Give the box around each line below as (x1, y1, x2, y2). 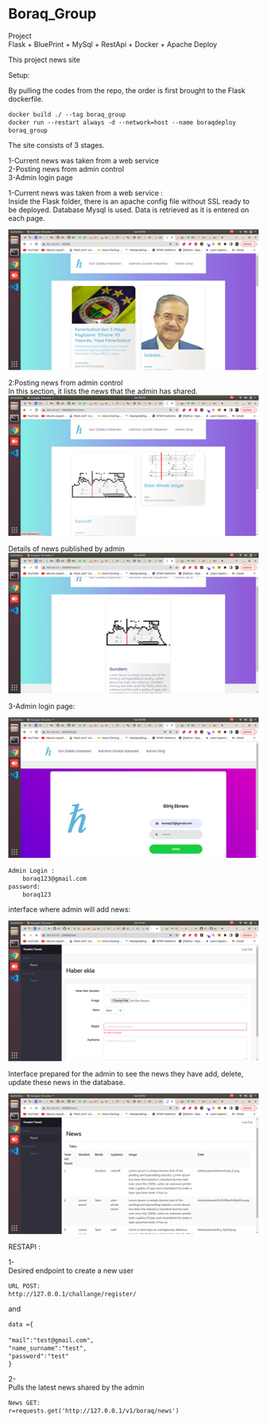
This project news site (8, 55, 81, 64)
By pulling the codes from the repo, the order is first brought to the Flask (8, 85, 246, 95)
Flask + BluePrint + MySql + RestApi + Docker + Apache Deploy (8, 39, 218, 48)
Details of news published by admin (8, 544, 126, 553)
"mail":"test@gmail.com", (8, 1336, 94, 1344)
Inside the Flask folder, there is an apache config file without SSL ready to (8, 196, 250, 206)
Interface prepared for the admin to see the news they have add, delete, (8, 1068, 244, 1078)
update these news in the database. (8, 1077, 126, 1087)
